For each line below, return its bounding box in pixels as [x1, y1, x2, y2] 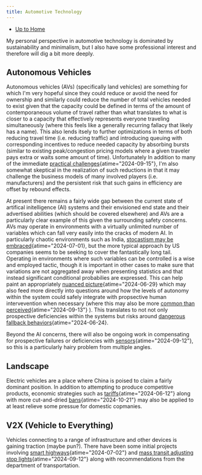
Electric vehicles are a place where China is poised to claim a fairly [6, 377, 172, 385]
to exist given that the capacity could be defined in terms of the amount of [6, 102, 191, 110]
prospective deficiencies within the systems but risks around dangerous [6, 313, 186, 320]
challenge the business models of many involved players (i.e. [6, 173, 158, 180]
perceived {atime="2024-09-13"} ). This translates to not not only [6, 306, 168, 313]
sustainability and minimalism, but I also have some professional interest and [6, 43, 197, 51]
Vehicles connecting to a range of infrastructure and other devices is [6, 436, 177, 444]
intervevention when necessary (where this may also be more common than [6, 300, 195, 307]
